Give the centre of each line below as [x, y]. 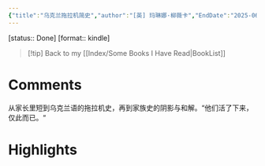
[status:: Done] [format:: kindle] [59, 38]
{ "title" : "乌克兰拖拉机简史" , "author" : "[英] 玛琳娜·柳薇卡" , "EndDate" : [119, 15]
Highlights [43, 149]
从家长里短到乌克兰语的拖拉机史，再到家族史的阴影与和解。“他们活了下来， [131, 108]
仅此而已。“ [27, 117]
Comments [45, 85]
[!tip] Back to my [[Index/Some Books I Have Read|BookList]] [127, 53]
